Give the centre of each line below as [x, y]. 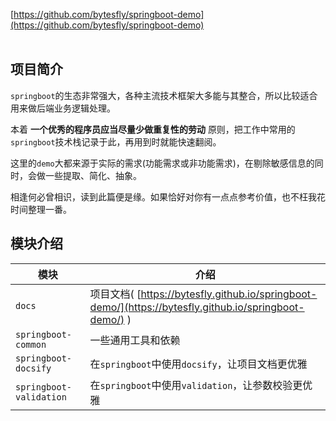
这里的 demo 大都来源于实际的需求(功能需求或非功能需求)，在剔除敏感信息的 [162, 163]
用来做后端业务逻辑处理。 [63, 108]
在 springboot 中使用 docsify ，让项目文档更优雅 [198, 364]
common [31, 344]
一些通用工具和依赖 [135, 340]
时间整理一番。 [41, 209]
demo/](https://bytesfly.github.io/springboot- [197, 307]
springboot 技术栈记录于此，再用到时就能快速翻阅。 [116, 141]
